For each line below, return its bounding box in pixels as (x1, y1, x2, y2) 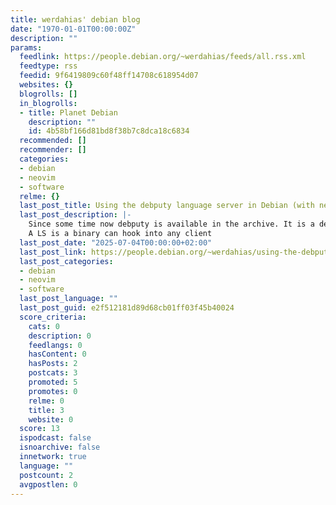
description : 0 (28, 331, 92, 341)
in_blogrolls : (19, 98, 78, 108)
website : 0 (28, 414, 74, 425)
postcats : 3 (28, 368, 78, 378)
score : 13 (19, 424, 60, 434)
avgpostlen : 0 (19, 479, 78, 490)
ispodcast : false (19, 433, 92, 443)
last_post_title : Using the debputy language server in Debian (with (19, 201, 315, 211)
